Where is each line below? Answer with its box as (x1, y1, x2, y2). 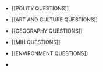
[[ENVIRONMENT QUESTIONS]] (11, 50, 88, 57)
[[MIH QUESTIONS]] (11, 39, 61, 45)
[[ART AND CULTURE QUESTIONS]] (11, 16, 98, 23)
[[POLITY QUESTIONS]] (11, 5, 69, 12)
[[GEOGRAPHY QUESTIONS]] (11, 27, 83, 34)
